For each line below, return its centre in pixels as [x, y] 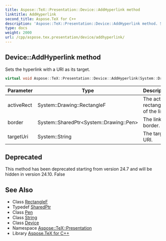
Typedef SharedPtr [32, 207]
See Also [19, 190]
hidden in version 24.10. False [35, 174]
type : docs [16, 28]
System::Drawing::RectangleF [72, 105]
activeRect [20, 105]
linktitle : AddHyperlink [31, 14]
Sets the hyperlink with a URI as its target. [48, 69]
